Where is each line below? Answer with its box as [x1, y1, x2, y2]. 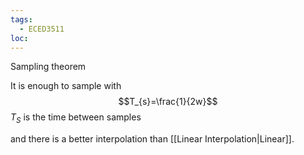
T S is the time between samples [10, 111, 142, 126]
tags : [10, 14, 33, 25]
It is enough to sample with [10, 80, 122, 92]
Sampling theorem [10, 61, 87, 73]
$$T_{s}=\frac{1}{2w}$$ [118, 96, 218, 108]
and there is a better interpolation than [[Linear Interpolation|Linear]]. [10, 133, 295, 145]
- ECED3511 [19, 24, 65, 34]
